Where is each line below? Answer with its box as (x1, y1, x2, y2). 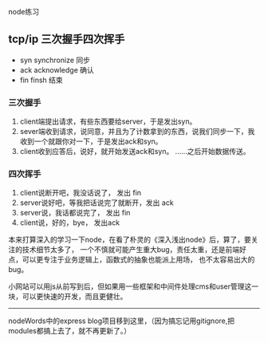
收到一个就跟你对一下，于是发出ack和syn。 (19, 136, 163, 146)
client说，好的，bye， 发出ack (19, 218, 120, 227)
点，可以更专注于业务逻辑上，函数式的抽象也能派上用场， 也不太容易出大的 (8, 254, 255, 265)
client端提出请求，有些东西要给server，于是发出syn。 (19, 116, 197, 126)
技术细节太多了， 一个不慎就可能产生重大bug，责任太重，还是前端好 (22, 245, 247, 254)
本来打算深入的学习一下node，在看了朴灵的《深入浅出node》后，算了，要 (8, 235, 251, 245)
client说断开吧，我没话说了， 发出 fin (19, 188, 142, 198)
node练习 (8, 7, 40, 16)
